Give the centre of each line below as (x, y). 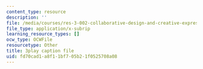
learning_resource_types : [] (43, 34)
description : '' (27, 17)
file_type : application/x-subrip (48, 28)
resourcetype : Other (32, 46)
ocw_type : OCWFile (29, 40)
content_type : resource (36, 12)
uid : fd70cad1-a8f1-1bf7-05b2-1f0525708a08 (62, 56)
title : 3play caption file (40, 51)
